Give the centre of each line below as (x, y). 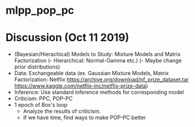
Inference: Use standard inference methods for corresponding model (99, 92)
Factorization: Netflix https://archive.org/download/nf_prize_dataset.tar (101, 80)
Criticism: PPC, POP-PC (43, 98)
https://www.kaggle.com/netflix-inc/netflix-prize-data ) (81, 86)
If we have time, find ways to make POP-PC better (85, 117)
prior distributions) (37, 67)
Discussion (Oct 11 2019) (67, 38)
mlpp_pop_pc (40, 10)
